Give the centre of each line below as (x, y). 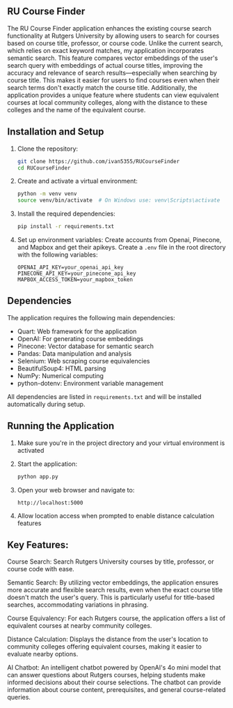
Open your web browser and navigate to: (76, 490)
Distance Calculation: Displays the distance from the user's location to (108, 639)
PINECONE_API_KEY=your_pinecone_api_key (77, 273)
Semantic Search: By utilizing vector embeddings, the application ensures (113, 582)
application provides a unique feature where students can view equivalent (113, 95)
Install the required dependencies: (66, 214)
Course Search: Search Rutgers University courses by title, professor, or (111, 562)
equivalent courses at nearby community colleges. (80, 626)
